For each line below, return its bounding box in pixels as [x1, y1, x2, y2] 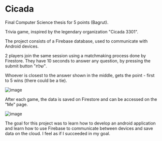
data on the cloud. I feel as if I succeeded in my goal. [5, 130, 110, 136]
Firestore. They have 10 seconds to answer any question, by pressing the [5, 58, 151, 63]
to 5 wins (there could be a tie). [5, 78, 67, 83]
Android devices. [5, 43, 39, 49]
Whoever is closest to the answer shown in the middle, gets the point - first [5, 72, 155, 78]
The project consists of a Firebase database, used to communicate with [5, 38, 148, 44]
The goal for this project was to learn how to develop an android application [5, 120, 156, 126]
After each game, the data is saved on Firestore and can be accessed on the [5, 96, 157, 102]
